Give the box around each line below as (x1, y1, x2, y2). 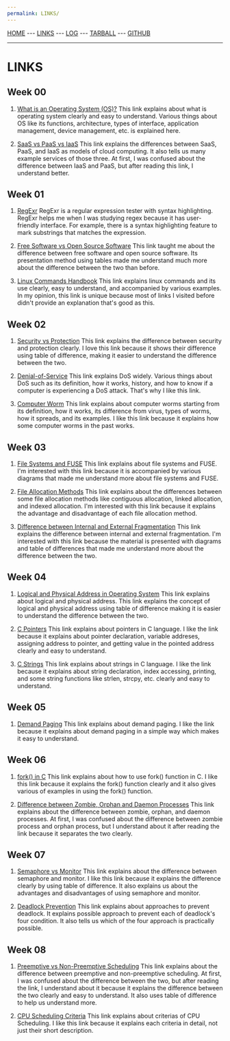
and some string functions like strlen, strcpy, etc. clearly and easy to (16, 674, 210, 682)
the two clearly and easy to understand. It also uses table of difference (16, 991, 217, 1000)
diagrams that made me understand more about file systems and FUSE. (16, 474, 219, 483)
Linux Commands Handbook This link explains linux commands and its (16, 277, 216, 285)
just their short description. (16, 1027, 94, 1035)
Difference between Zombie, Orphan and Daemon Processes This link (16, 800, 214, 808)
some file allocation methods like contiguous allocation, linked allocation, (16, 494, 223, 503)
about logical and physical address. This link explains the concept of (16, 597, 211, 605)
